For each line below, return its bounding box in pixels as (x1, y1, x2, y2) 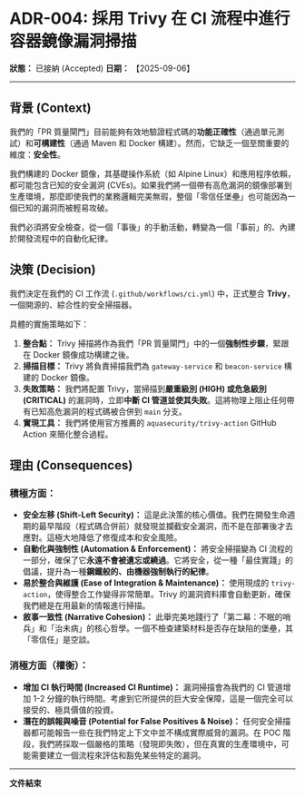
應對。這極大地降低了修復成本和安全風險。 (22, 532, 182, 543)
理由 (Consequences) (9, 458, 133, 473)
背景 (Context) (9, 101, 93, 116)
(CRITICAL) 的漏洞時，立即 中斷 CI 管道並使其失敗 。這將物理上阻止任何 (22, 394, 288, 405)
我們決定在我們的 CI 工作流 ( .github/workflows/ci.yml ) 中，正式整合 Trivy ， (9, 288, 295, 299)
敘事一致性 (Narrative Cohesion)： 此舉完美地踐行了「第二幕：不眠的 (22, 612, 283, 623)
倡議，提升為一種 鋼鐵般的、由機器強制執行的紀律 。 (22, 566, 214, 577)
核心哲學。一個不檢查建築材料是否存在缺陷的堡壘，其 (93, 623, 293, 634)
